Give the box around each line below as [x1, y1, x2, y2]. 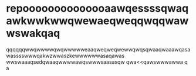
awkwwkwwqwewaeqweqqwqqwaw [6, 14, 189, 27]
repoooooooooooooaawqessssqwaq [6, 2, 189, 15]
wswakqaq [6, 27, 60, 40]
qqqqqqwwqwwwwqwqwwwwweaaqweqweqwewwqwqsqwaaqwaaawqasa [6, 46, 191, 53]
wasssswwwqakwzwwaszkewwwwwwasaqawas [6, 52, 125, 59]
